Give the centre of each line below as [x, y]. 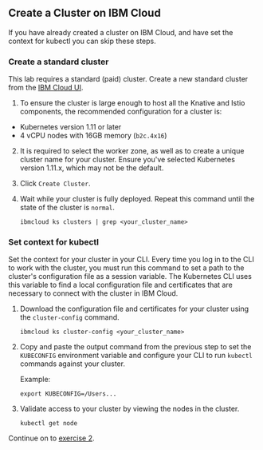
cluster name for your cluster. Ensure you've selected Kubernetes [127, 160]
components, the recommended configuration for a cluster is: [121, 112]
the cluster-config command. [69, 317]
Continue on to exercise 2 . [51, 438]
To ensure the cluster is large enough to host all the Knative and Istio [132, 103]
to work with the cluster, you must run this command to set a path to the [126, 268]
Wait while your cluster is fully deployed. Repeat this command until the [137, 199]
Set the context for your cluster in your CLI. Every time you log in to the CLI [131, 260]
